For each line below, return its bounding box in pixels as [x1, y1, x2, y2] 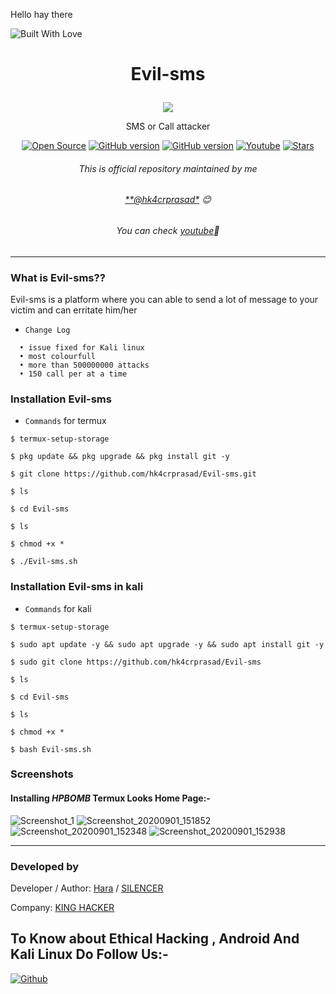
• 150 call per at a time [19, 369, 128, 379]
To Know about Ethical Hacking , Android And [10, 930, 300, 948]
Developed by [10, 859, 80, 873]
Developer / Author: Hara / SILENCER [10, 882, 164, 894]
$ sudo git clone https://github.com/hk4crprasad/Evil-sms [10, 657, 262, 667]
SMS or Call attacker [125, 120, 211, 133]
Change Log [24, 325, 71, 335]
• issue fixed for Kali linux [19, 342, 145, 353]
